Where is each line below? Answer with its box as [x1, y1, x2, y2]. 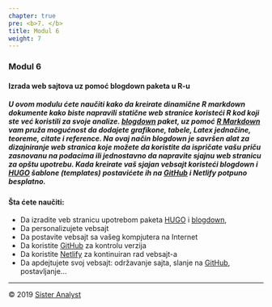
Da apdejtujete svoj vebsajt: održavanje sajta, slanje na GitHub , [19, 258, 231, 267]
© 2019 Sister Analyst [8, 290, 82, 300]
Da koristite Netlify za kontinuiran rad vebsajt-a [19, 250, 178, 259]
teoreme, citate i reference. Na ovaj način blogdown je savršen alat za [8, 134, 249, 144]
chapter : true [8, 11, 57, 20]
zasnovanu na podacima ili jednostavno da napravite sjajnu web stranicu [8, 151, 261, 161]
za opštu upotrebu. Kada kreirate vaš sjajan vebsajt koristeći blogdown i [8, 159, 258, 170]
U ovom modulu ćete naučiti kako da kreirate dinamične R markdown [8, 99, 245, 109]
